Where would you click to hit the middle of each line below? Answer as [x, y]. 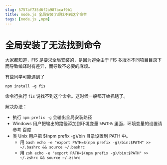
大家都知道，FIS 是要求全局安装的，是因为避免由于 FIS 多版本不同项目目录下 [83, 60]
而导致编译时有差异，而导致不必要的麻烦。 [49, 66]
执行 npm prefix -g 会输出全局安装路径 [52, 117]
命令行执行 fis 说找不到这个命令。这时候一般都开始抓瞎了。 [67, 96]
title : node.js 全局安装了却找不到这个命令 [46, 14]
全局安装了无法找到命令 [53, 45]
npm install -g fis [25, 86]
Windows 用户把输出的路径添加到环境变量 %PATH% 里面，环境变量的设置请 [87, 124]
